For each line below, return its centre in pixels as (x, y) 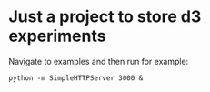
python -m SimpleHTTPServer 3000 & (76, 78)
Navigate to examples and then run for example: (99, 61)
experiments (57, 36)
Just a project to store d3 (105, 17)
